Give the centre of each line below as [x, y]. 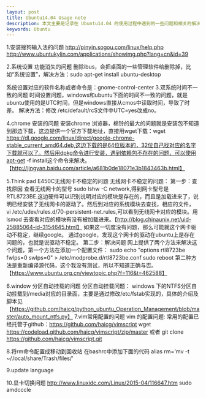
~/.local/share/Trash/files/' [40, 358]
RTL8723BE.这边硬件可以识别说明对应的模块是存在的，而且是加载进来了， [100, 197]
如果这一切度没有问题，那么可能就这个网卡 [137, 227]
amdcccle [19, 390]
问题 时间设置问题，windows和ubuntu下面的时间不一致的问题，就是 [102, 95]
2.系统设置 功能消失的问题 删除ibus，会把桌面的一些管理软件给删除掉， [96, 67]
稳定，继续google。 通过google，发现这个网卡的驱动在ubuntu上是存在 [106, 235]
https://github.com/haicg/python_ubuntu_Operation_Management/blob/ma [106, 309]
